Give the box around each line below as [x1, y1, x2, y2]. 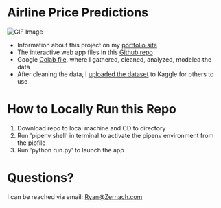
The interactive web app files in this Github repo [16, 48, 153, 56]
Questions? [7, 170, 74, 186]
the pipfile [16, 139, 46, 147]
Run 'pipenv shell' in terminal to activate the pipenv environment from [16, 131, 214, 139]
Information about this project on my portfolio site [16, 41, 158, 49]
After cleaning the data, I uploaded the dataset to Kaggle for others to [16, 70, 214, 78]
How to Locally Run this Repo [7, 102, 176, 117]
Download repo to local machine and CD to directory [16, 124, 166, 132]
